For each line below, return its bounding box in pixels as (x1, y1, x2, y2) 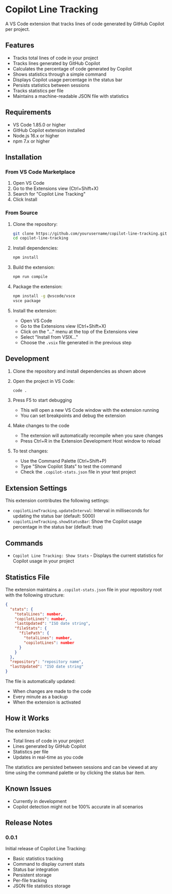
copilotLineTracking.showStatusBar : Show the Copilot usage (12, 518, 142, 524)
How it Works (5, 714, 49, 723)
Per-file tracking (12, 878, 47, 884)
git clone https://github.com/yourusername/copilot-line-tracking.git (12, 231, 167, 236)
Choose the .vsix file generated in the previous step (20, 339, 132, 345)
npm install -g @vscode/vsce (12, 293, 75, 299)
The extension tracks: (5, 727, 51, 734)
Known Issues (5, 784, 52, 793)
